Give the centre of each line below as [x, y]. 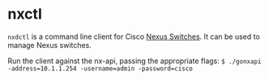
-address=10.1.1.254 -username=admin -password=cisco [100, 68]
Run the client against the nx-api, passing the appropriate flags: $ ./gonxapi [134, 61]
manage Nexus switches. [50, 45]
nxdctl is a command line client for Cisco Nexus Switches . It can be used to [134, 36]
